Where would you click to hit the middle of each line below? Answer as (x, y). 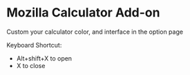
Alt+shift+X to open (44, 58)
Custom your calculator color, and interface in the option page (95, 32)
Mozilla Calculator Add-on (83, 13)
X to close (31, 65)
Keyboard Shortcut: (34, 45)
